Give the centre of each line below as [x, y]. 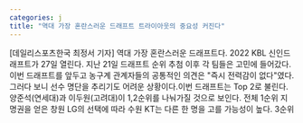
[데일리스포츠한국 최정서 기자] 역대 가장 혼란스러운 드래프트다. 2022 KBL [138, 53]
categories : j [36, 18]
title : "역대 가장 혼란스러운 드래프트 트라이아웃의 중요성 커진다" [117, 26]
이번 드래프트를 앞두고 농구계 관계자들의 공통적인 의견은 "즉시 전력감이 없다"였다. [152, 75]
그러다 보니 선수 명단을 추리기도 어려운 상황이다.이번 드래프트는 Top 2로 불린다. [149, 86]
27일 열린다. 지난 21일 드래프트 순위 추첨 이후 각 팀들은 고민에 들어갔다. [166, 64]
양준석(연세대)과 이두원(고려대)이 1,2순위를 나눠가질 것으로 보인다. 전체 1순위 [144, 97]
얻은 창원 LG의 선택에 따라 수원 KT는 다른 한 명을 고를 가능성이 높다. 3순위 [164, 109]
